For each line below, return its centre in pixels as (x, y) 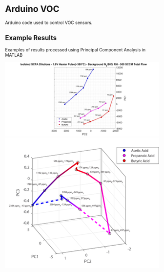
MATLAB (14, 55)
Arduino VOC (32, 9)
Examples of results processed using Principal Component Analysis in (75, 49)
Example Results (31, 38)
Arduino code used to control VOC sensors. (49, 23)
